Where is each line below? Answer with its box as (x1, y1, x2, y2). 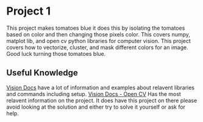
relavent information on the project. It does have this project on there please (6, 97, 198, 104)
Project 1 (6, 4, 51, 18)
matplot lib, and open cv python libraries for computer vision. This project (6, 37, 191, 44)
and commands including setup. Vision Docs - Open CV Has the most (6, 90, 181, 98)
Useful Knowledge (6, 68, 78, 78)
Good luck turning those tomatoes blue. (6, 50, 106, 57)
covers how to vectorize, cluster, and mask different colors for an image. (6, 44, 188, 51)
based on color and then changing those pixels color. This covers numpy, (6, 30, 191, 38)
